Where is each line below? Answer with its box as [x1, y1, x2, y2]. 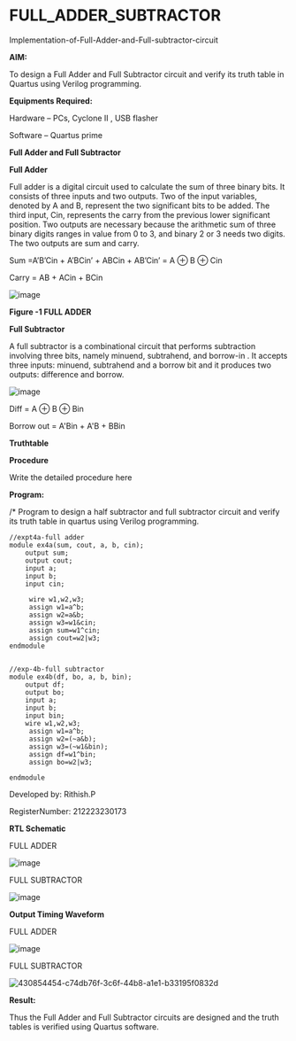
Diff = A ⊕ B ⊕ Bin [9, 403, 84, 414]
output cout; [25, 555, 73, 565]
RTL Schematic [9, 823, 66, 834]
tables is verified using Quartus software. [9, 1021, 159, 1032]
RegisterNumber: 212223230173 [9, 805, 127, 816]
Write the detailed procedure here [9, 471, 133, 483]
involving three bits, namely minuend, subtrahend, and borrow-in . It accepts [9, 350, 288, 361]
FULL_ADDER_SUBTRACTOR [9, 5, 222, 26]
